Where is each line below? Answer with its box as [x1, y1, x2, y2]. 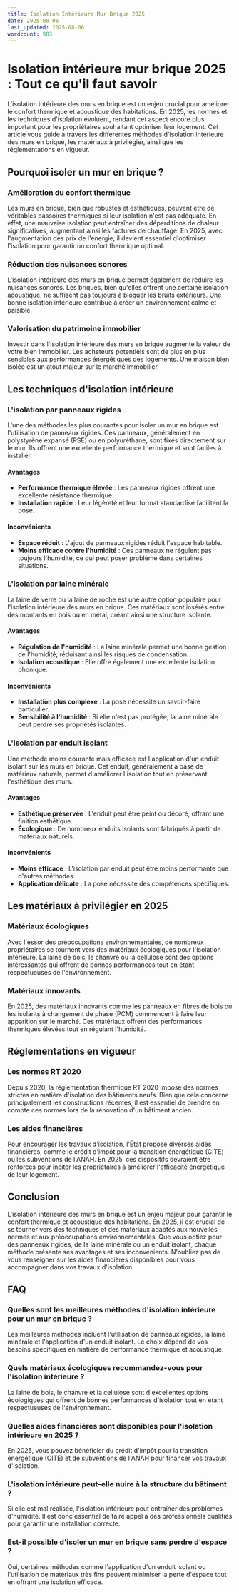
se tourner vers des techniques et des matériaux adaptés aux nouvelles [7, 1225, 218, 1233]
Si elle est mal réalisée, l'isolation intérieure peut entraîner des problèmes [7, 1504, 223, 1513]
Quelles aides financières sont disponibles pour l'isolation [7, 1421, 213, 1431]
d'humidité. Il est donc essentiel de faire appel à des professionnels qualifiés [7, 1512, 233, 1521]
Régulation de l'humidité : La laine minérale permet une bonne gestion [17, 643, 227, 651]
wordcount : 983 [7, 30, 53, 38]
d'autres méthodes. [17, 871, 76, 880]
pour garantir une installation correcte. [7, 1519, 121, 1528]
